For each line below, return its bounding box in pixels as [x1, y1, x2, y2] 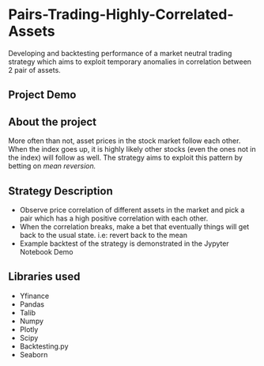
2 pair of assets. [8, 65, 61, 74]
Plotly [19, 324, 39, 334]
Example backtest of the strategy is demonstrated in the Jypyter [19, 239, 229, 248]
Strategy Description [8, 184, 113, 198]
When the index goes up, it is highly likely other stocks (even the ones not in [8, 145, 256, 154]
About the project [8, 115, 97, 128]
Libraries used [8, 270, 81, 284]
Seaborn [19, 349, 48, 359]
